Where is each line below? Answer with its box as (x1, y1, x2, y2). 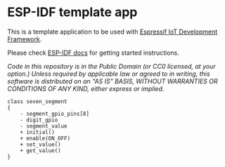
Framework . (7, 34, 42, 43)
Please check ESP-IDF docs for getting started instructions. (7, 48, 179, 57)
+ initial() (20, 128, 55, 135)
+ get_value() (20, 147, 61, 154)
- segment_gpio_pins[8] (20, 110, 90, 117)
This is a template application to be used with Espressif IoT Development (7, 27, 218, 36)
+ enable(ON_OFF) (20, 135, 71, 142)
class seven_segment (7, 98, 68, 105)
